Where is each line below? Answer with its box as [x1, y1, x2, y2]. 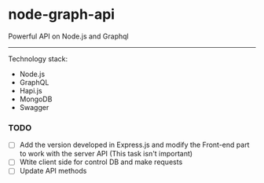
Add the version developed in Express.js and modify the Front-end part [19, 140, 250, 150]
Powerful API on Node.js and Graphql [8, 31, 130, 41]
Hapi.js [19, 86, 42, 95]
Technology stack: [8, 53, 68, 64]
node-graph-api [8, 5, 115, 24]
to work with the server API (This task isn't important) [19, 149, 193, 159]
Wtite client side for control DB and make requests [19, 157, 183, 167]
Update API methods [19, 167, 87, 176]
